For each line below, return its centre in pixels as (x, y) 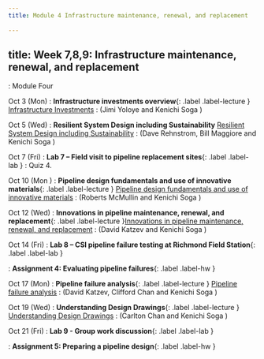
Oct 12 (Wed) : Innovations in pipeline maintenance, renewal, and (116, 213)
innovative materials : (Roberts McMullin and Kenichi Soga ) (105, 197)
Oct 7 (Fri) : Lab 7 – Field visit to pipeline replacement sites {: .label (117, 157)
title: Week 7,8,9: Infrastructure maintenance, (123, 55)
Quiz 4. (41, 166)
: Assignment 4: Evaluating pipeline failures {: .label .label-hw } (112, 268)
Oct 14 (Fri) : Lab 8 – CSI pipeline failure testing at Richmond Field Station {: (132, 245)
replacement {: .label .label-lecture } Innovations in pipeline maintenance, (126, 221)
